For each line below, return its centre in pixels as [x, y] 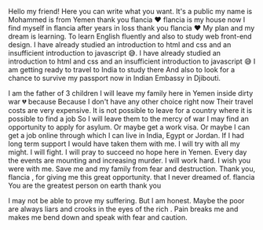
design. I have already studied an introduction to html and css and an [120, 45]
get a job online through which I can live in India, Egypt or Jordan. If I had [126, 135]
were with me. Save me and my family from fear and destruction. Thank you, [132, 169]
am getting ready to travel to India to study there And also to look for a [122, 69]
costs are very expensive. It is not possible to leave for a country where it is [130, 110]
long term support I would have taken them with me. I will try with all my [124, 144]
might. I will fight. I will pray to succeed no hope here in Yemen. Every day [128, 152]
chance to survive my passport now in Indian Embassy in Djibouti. [115, 78]
